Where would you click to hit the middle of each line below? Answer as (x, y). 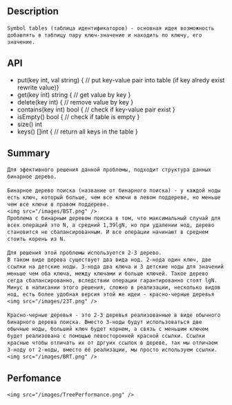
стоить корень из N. (37, 239)
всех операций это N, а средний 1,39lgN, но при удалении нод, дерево (111, 225)
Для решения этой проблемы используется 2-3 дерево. (85, 253)
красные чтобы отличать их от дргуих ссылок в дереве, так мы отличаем (112, 343)
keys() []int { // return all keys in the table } (77, 132)
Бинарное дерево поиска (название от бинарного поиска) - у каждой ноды (114, 191)
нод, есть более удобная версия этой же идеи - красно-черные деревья (111, 295)
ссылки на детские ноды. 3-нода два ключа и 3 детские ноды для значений (116, 267)
